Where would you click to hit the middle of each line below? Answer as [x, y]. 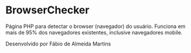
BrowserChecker [47, 10]
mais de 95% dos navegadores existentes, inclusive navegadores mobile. [94, 32]
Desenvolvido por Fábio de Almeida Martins [58, 44]
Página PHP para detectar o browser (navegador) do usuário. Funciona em [95, 26]
